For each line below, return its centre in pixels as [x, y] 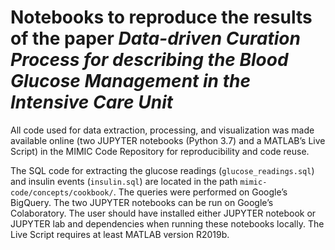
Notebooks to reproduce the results [161, 17]
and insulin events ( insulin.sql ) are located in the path [124, 181]
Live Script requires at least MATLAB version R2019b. [120, 234]
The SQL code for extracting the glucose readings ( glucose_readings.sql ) [162, 170]
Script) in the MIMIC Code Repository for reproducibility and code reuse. [160, 151]
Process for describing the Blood [149, 60]
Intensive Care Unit [92, 102]
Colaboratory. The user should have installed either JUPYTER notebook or [163, 213]
